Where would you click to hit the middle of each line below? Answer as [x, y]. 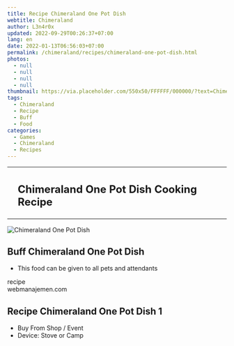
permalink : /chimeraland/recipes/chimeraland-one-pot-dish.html [102, 53]
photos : [18, 59]
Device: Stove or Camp [50, 336]
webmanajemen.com [37, 289]
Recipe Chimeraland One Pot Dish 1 [85, 311]
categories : [24, 130]
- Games [25, 137]
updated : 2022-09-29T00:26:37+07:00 [60, 33]
